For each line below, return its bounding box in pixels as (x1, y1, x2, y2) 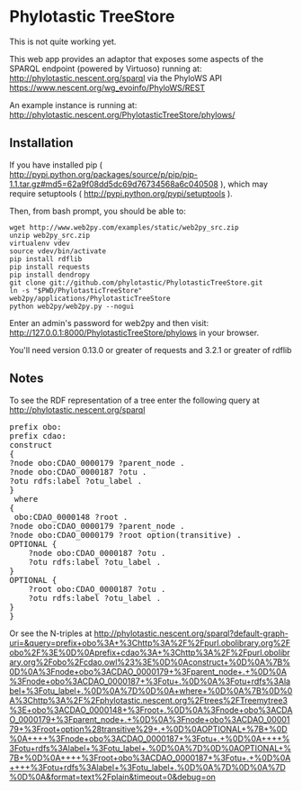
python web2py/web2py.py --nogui (9, 302, 135, 311)
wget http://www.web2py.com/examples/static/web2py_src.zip (9, 223, 240, 232)
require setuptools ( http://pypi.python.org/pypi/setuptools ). (9, 187, 234, 199)
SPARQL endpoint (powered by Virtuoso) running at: (9, 63, 202, 74)
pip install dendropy (9, 270, 91, 279)
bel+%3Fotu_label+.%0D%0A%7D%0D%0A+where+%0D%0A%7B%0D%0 (9, 685, 293, 696)
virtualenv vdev (9, 239, 70, 248)
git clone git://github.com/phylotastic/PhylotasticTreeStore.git (9, 277, 263, 287)
